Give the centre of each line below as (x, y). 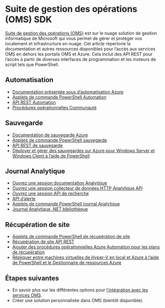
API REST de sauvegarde (37, 145)
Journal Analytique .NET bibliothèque (50, 209)
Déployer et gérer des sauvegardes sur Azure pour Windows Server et (83, 151)
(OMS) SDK (29, 19)
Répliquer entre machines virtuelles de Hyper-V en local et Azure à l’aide (85, 257)
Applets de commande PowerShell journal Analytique (66, 204)
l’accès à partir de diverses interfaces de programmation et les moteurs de (81, 59)
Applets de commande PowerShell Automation (59, 97)
